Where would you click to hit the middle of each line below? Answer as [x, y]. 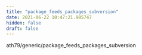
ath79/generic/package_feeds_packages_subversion [71, 45]
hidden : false [24, 23]
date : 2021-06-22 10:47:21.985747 [49, 17]
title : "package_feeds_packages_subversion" [62, 12]
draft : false [22, 28]
